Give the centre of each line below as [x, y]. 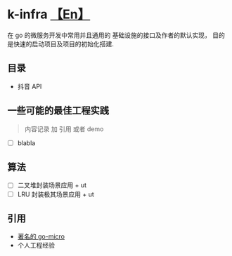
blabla [26, 143]
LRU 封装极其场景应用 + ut [56, 194]
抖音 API [30, 86]
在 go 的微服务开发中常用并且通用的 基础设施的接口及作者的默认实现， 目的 [116, 35]
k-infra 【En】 [49, 14]
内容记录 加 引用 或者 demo [64, 129]
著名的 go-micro [41, 236]
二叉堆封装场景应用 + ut [52, 185]
